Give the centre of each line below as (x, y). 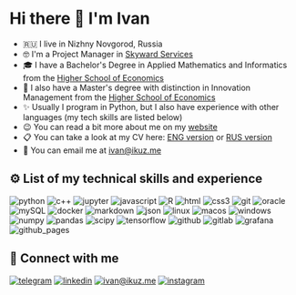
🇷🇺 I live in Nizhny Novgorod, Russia (92, 44)
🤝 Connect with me (64, 259)
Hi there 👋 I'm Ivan (80, 19)
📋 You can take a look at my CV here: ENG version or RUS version (148, 137)
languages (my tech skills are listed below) (102, 117)
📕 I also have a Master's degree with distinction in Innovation (137, 87)
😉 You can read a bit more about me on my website (120, 127)
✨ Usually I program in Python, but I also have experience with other (151, 107)
